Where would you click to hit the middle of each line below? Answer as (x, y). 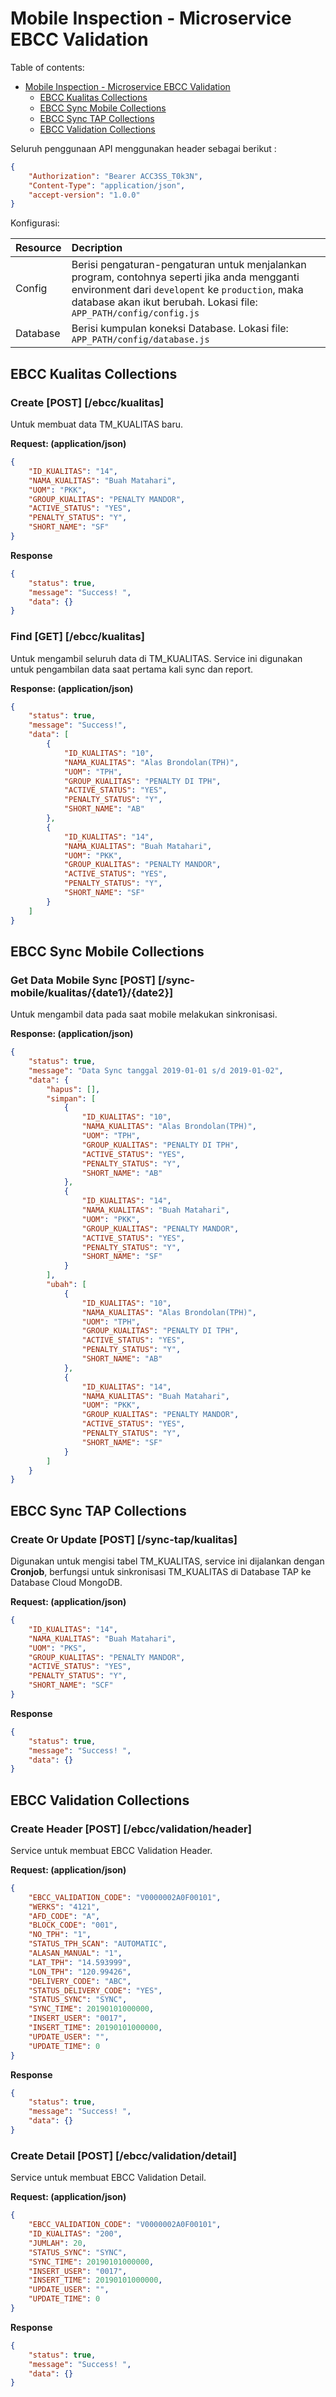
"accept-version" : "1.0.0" (84, 195)
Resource (38, 248)
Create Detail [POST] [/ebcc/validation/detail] (123, 2155)
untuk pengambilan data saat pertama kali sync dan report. (132, 669)
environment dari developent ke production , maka (187, 290)
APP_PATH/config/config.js (135, 313)
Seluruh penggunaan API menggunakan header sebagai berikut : (143, 148)
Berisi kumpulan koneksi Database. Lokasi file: (180, 329)
